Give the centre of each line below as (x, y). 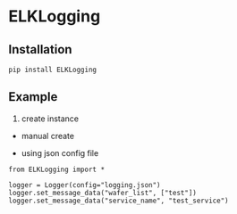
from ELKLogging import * (56, 169)
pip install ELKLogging (53, 70)
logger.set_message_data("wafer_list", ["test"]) (103, 193)
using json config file (60, 152)
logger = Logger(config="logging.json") (85, 185)
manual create (48, 136)
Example (33, 97)
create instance (50, 119)
